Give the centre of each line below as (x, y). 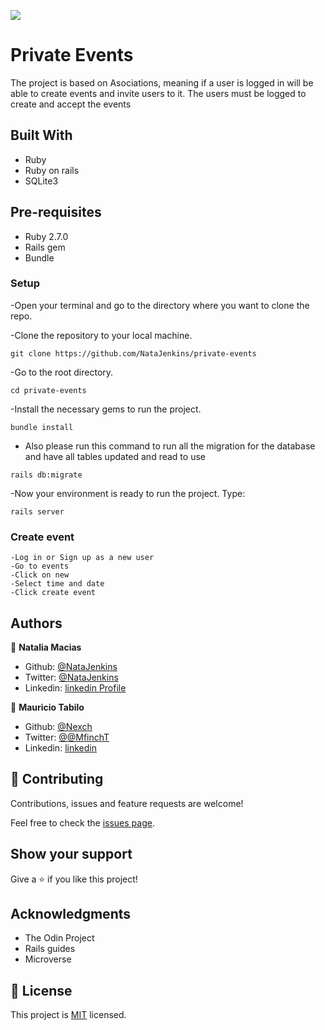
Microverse (48, 959)
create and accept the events (71, 104)
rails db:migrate (46, 475)
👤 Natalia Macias (46, 647)
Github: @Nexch (58, 726)
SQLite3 (41, 181)
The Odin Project (59, 938)
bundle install (42, 427)
